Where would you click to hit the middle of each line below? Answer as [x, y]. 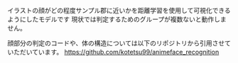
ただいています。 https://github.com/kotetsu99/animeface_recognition [116, 52]
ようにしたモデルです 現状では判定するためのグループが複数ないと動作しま [117, 19]
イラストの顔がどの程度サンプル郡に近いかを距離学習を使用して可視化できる [119, 10]
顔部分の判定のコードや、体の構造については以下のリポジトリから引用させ [116, 43]
